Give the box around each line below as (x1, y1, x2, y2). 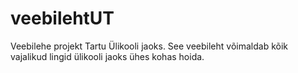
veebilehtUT (10, 7, 115, 30)
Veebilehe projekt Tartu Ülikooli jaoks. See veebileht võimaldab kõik (10, 40, 289, 52)
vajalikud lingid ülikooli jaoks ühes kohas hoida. (10, 50, 205, 62)
